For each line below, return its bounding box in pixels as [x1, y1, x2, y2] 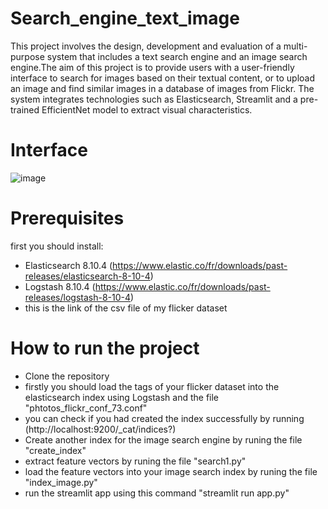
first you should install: [10, 240, 104, 252]
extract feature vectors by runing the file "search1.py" [24, 455, 247, 467]
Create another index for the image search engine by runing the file [24, 433, 303, 446]
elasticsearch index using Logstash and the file [24, 391, 220, 403]
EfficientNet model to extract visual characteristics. [41, 103, 253, 116]
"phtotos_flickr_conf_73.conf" [24, 402, 148, 414]
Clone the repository [24, 370, 110, 382]
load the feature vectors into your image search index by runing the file [24, 465, 318, 477]
